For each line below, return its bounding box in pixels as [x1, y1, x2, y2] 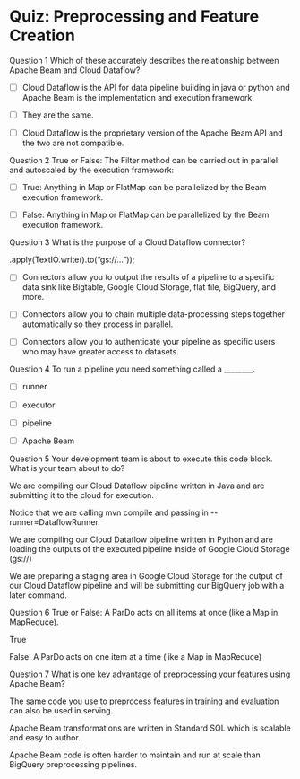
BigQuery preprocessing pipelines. [9, 758, 137, 769]
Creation [9, 25, 76, 46]
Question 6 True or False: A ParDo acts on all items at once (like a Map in [9, 607, 279, 617]
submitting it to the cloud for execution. [9, 489, 155, 500]
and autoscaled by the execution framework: [9, 164, 175, 176]
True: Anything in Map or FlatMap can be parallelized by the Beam [21, 182, 267, 193]
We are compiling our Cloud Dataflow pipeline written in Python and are [9, 534, 273, 545]
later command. [9, 590, 67, 600]
